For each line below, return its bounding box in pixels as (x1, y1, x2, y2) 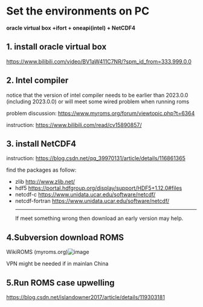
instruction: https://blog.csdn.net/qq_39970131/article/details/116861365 (6, 155, 185, 162)
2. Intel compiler (6, 76, 69, 86)
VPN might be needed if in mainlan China (6, 260, 109, 267)
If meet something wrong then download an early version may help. (14, 215, 184, 222)
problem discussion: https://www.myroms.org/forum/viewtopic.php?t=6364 (6, 109, 195, 117)
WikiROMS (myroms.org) (6, 248, 68, 256)
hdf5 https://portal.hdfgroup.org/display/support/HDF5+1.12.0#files (14, 184, 182, 192)
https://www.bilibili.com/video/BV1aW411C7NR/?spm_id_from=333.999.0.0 (6, 57, 192, 65)
